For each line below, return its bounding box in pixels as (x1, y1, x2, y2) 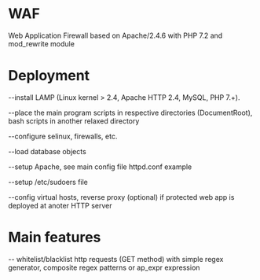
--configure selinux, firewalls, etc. (8, 131, 118, 141)
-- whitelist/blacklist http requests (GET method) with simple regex (8, 254, 224, 263)
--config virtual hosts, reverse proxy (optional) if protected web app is (8, 192, 235, 201)
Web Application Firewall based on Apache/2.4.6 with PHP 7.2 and (8, 31, 223, 40)
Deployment (8, 67, 90, 85)
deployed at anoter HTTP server (8, 201, 112, 210)
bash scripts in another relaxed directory (8, 116, 140, 126)
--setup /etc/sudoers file (8, 177, 89, 186)
